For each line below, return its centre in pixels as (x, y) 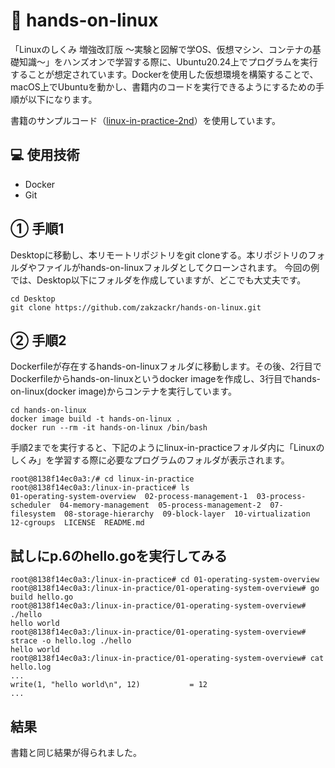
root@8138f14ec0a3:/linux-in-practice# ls (100, 488)
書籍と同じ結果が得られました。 (76, 752)
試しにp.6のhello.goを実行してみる (119, 555)
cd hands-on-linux (48, 410)
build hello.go (42, 597)
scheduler (31, 505)
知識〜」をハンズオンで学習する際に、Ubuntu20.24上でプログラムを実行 (168, 61)
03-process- (281, 497)
